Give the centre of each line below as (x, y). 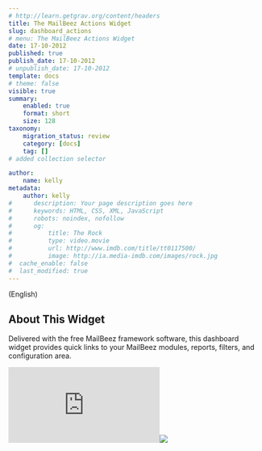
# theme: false (34, 83)
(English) (23, 294)
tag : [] (35, 151)
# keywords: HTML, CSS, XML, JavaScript (86, 211)
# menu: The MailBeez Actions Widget (72, 38)
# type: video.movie (59, 241)
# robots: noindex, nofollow (67, 218)
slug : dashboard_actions (50, 31)
